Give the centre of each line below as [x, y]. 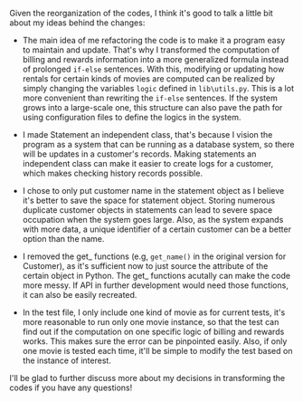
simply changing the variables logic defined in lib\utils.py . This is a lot [158, 88]
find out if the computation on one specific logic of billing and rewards [153, 331]
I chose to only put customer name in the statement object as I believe [153, 191]
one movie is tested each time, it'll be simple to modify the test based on [157, 351]
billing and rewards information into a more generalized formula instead [156, 59]
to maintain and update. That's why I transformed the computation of [151, 50]
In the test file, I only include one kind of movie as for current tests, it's [154, 312]
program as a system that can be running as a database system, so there [158, 144]
